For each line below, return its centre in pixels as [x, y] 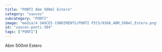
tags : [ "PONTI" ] [21, 32]
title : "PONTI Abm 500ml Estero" [39, 9]
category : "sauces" [25, 14]
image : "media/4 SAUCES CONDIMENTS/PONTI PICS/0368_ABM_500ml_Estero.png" [82, 23]
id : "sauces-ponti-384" [29, 27]
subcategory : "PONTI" [27, 18]
